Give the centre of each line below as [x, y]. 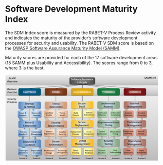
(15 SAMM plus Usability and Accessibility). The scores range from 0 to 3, [79, 63]
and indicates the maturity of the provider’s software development [71, 38]
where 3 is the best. [25, 68]
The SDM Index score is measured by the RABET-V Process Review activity [81, 33]
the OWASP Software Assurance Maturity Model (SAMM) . [63, 48]
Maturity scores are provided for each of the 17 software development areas [81, 57]
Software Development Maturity [71, 9]
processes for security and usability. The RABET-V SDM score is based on [80, 43]
